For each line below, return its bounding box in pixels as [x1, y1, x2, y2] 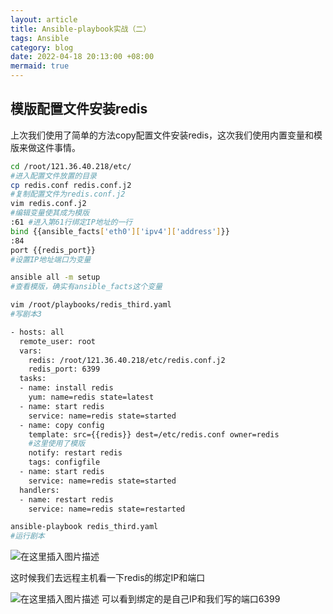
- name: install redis [19, 383, 114, 393]
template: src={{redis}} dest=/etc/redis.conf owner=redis [28, 429, 280, 440]
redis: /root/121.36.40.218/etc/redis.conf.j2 [28, 355, 226, 365]
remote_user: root [19, 336, 97, 346]
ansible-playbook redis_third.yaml [10, 522, 159, 532]
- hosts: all [10, 327, 65, 337]
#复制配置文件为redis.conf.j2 [10, 189, 126, 200]
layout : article [10, 14, 78, 25]
